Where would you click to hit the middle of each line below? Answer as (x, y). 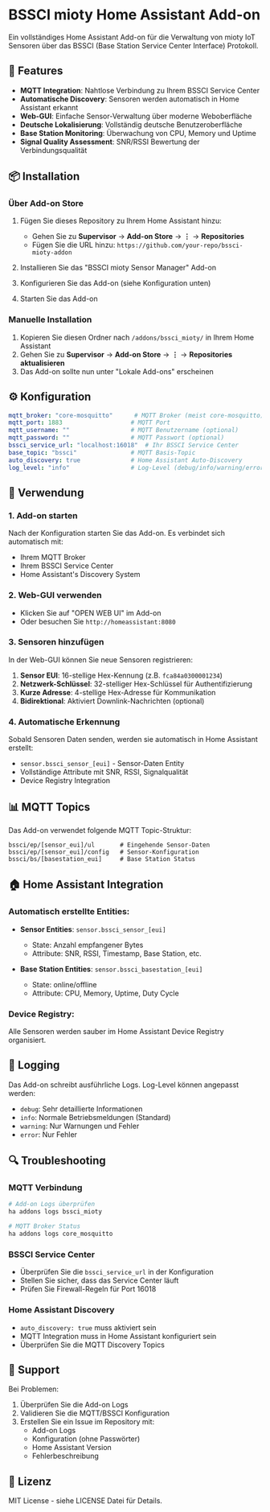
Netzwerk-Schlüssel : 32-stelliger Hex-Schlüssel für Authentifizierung (136, 684)
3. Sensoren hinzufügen (56, 642)
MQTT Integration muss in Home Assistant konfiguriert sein (118, 1336)
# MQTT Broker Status (45, 1226)
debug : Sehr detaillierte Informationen (81, 1109)
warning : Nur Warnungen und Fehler (80, 1126)
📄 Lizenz (30, 1481)
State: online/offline (65, 984)
